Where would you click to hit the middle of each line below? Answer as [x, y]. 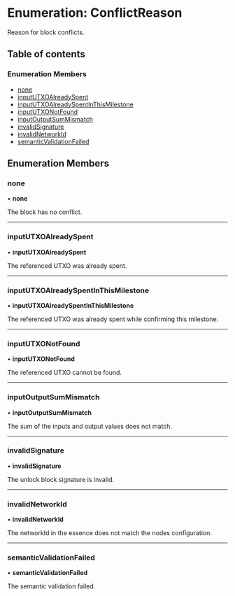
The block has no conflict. [45, 212]
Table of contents [46, 54]
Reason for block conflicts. [46, 32]
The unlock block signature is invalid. [61, 479]
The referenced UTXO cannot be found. [65, 373]
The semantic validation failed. [51, 586]
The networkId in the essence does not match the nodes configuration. [109, 533]
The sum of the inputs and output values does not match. [90, 426]
